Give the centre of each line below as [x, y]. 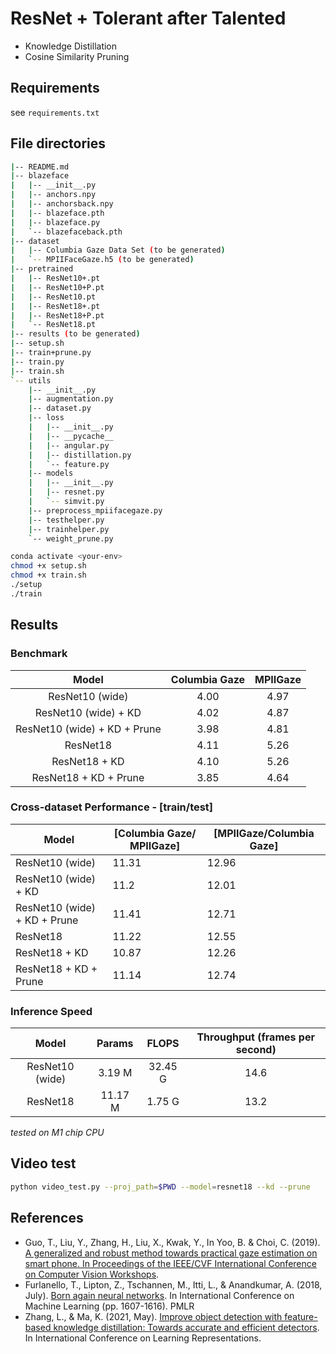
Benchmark [39, 654]
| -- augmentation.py [71, 399]
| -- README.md [40, 167]
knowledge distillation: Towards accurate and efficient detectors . [186, 1327]
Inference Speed [51, 1011]
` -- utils [31, 380]
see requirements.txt [55, 112]
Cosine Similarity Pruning [77, 56]
